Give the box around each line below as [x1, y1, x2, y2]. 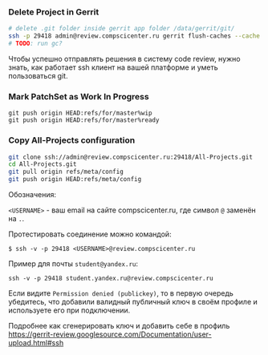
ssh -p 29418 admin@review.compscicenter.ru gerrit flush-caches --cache [8, 32, 261, 40]
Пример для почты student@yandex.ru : [8, 259, 139, 268]
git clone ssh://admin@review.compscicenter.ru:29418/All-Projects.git [8, 153, 253, 161]
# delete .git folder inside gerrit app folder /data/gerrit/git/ [8, 25, 235, 33]
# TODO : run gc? [8, 39, 63, 48]
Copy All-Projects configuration [8, 135, 136, 146]
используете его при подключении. [8, 305, 131, 315]
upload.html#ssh [8, 338, 64, 348]
